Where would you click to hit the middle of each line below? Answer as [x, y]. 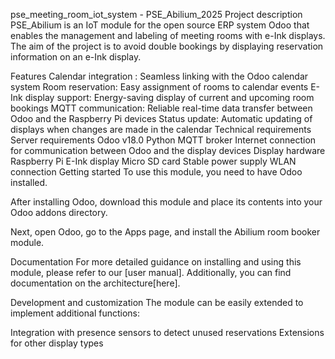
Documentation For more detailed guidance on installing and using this [156, 262]
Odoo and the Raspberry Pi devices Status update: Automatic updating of [161, 118]
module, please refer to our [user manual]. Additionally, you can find [151, 272]
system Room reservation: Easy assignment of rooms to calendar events [159, 87]
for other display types [57, 343]
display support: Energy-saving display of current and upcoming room [169, 97]
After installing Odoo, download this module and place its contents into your [166, 202]
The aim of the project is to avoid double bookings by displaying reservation [167, 46]
